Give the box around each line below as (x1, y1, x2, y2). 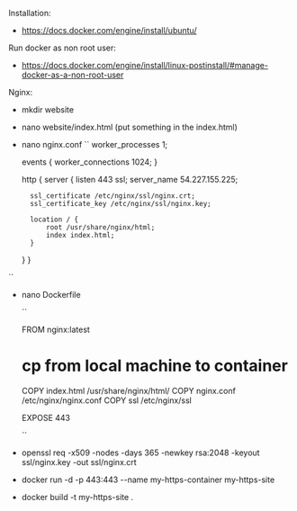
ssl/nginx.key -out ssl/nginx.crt (21, 456, 137, 467)
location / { (30, 215, 79, 224)
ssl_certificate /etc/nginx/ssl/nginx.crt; (30, 192, 195, 201)
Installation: (8, 8, 51, 18)
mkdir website (21, 104, 74, 115)
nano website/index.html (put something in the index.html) (21, 121, 238, 132)
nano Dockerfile (21, 290, 82, 300)
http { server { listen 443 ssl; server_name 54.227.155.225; (21, 175, 238, 184)
